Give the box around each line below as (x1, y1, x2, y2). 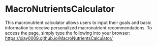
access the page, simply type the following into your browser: (5, 30, 130, 36)
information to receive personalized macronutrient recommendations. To (5, 24, 152, 30)
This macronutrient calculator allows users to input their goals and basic (5, 20, 152, 25)
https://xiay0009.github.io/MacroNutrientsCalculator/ (5, 35, 113, 41)
